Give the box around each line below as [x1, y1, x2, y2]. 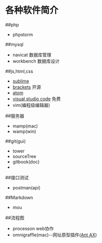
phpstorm [12, 31, 33, 37]
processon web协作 [12, 225, 54, 231]
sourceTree [12, 153, 36, 159]
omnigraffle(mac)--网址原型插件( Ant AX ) [12, 231, 97, 238]
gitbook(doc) [12, 158, 40, 165]
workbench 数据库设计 [12, 58, 60, 64]
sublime [12, 78, 29, 84]
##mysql [5, 41, 24, 47]
